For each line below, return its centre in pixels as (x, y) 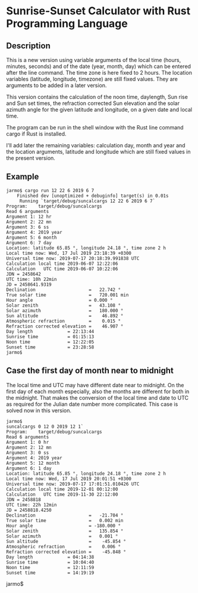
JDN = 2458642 (24, 274)
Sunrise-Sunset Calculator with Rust (98, 11)
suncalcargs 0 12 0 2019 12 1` (45, 427)
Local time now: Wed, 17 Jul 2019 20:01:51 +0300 (69, 478)
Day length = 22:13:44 (50, 331)
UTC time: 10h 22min (32, 279)
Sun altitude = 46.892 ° (65, 316)
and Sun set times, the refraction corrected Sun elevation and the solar (93, 103)
